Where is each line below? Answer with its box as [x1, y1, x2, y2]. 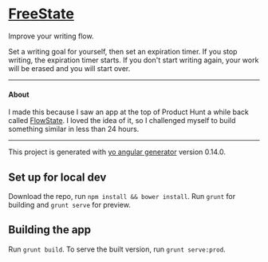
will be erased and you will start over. [8, 63, 131, 73]
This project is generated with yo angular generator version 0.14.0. [8, 147, 226, 157]
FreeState [8, 5, 74, 23]
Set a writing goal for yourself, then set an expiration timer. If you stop [8, 46, 238, 56]
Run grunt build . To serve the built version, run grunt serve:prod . [8, 244, 226, 254]
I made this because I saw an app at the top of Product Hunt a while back [8, 107, 250, 117]
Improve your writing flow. [8, 31, 94, 41]
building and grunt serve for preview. [8, 200, 132, 209]
